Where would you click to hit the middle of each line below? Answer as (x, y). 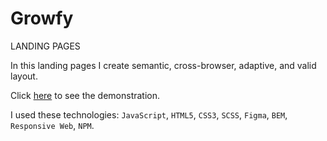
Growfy (42, 18)
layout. (24, 76)
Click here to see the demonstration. (85, 95)
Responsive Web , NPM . (52, 125)
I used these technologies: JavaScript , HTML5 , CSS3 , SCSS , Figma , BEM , (149, 114)
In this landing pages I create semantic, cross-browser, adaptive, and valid (163, 65)
